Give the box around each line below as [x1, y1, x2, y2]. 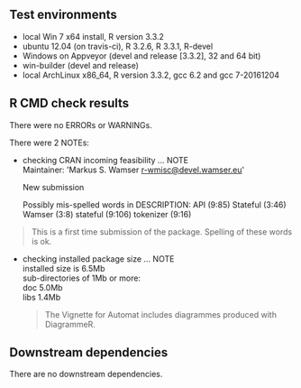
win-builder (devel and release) [22, 60, 140, 70]
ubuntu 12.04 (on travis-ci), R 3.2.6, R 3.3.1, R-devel [22, 41, 214, 51]
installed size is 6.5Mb [22, 263, 105, 273]
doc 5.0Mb [22, 282, 63, 292]
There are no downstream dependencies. [9, 369, 163, 380]
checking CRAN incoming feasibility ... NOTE [22, 154, 189, 165]
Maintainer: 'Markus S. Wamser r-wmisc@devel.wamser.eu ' [22, 164, 245, 175]
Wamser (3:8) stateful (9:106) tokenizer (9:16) [22, 208, 192, 219]
